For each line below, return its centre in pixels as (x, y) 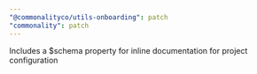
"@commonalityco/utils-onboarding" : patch (89, 17)
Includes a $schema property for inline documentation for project (128, 50)
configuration (34, 60)
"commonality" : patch (49, 26)
